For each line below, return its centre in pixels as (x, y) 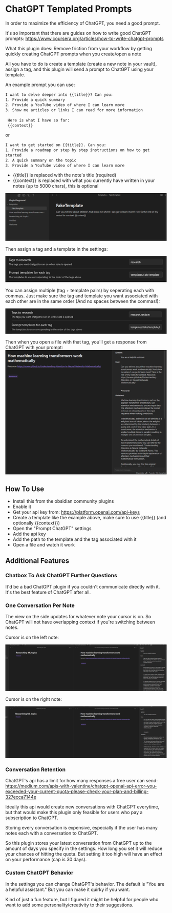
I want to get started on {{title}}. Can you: (56, 145)
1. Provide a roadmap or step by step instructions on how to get (78, 150)
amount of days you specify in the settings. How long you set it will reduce (84, 848)
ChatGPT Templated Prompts (69, 9)
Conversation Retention (35, 769)
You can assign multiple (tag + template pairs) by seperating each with (80, 291)
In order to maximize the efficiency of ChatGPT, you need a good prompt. (83, 23)
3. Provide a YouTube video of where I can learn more (65, 165)
